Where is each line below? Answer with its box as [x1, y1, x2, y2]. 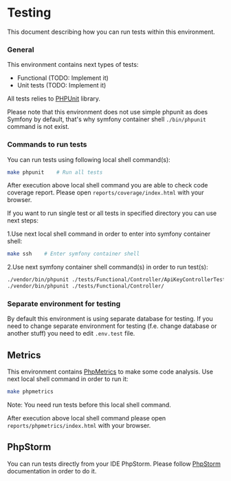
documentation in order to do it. [7, 467, 97, 475]
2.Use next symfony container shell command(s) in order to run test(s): [7, 263, 208, 272]
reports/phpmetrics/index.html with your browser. [7, 422, 151, 430]
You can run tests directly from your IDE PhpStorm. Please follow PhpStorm [7, 460, 221, 468]
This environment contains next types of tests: [7, 61, 139, 69]
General [7, 45, 34, 54]
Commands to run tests [7, 140, 87, 150]
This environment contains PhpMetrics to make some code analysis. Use [7, 367, 213, 376]
